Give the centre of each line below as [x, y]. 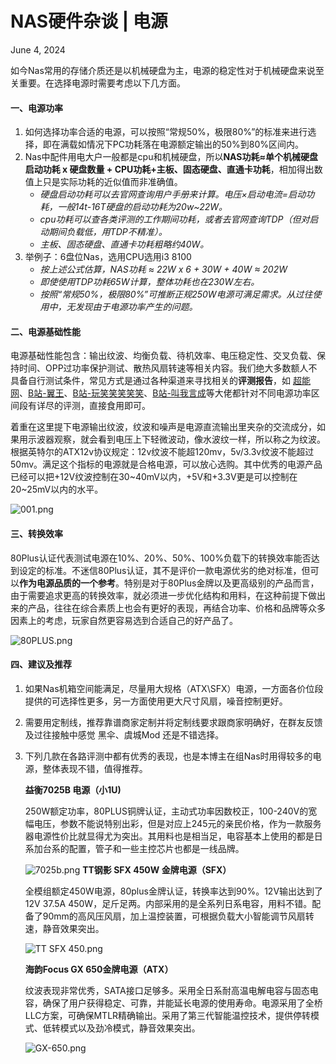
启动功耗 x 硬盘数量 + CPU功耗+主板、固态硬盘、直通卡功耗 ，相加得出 [169, 169]
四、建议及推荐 [41, 664]
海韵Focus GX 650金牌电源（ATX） [99, 969]
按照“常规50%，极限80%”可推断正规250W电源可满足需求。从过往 [176, 294]
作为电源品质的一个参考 [67, 583]
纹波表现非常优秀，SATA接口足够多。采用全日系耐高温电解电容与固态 [167, 990]
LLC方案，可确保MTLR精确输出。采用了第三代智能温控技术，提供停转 [168, 1015]
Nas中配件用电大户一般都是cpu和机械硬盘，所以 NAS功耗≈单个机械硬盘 [171, 157]
